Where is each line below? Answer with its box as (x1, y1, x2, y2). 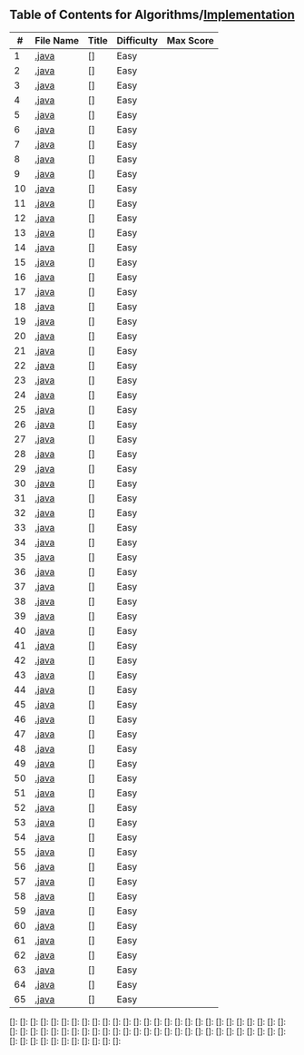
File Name (34, 34, 80, 46)
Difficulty (116, 34, 159, 46)
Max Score (166, 34, 215, 46)
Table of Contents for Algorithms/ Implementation (9, 7, 295, 23)
